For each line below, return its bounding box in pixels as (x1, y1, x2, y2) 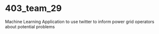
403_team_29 (5, 3, 62, 14)
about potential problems (5, 23, 55, 29)
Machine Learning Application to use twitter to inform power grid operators (5, 19, 155, 24)
